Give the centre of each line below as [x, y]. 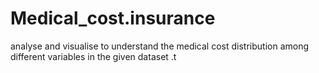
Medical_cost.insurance [113, 18]
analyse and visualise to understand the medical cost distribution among [160, 46]
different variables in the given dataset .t [93, 56]
